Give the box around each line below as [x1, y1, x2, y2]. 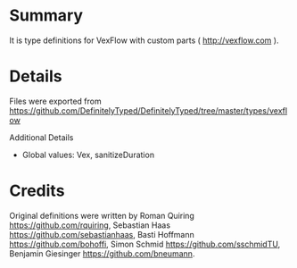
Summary [9, 5, 83, 26]
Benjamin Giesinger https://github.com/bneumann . [9, 247, 195, 259]
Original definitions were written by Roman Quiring [9, 210, 194, 221]
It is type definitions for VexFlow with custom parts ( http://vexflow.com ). [9, 35, 279, 46]
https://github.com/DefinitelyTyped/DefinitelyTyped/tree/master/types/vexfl [9, 105, 288, 116]
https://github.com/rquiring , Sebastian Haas [9, 220, 171, 230]
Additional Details [9, 131, 74, 143]
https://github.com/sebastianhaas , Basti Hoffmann [9, 229, 194, 239]
